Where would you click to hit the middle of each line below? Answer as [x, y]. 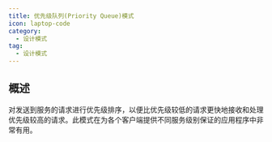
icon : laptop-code [39, 24]
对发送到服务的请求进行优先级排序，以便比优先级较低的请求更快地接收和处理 [136, 110]
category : [25, 31]
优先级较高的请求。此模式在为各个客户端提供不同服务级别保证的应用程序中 [132, 119]
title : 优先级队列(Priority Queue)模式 [71, 16]
